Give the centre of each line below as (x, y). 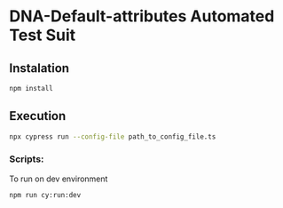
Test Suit (43, 35)
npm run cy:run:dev (45, 195)
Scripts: (27, 159)
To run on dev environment (59, 179)
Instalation (39, 68)
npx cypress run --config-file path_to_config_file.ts (113, 136)
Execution (38, 116)
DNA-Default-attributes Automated (142, 16)
